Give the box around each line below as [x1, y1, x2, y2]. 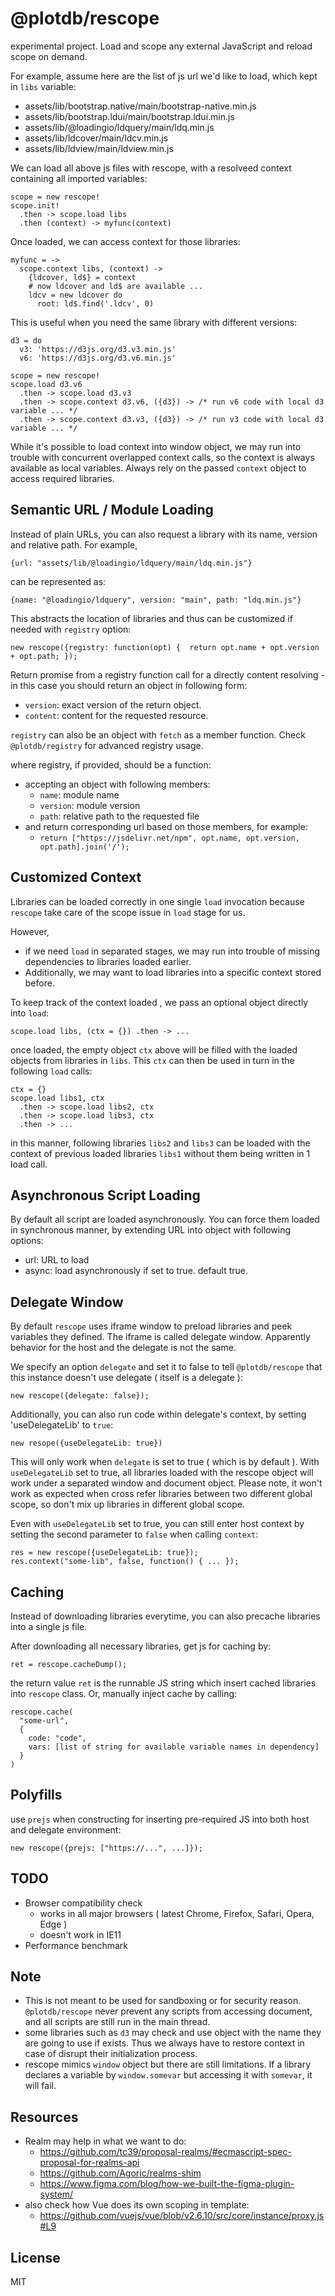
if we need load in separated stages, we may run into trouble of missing [24, 945, 321, 957]
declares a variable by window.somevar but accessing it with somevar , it [24, 2069, 313, 2081]
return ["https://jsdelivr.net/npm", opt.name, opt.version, [39, 833, 300, 843]
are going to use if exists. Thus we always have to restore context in [24, 2037, 305, 2049]
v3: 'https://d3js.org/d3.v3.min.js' [19, 344, 177, 354]
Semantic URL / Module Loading [10, 502, 214, 519]
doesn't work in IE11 [39, 1928, 122, 1941]
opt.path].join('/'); [39, 842, 130, 852]
